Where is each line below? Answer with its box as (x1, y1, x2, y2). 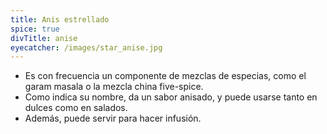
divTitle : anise (10, 33, 78, 43)
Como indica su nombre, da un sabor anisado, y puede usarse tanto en (24, 91, 318, 103)
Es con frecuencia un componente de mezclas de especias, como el (24, 70, 307, 82)
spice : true (10, 24, 60, 34)
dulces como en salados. (24, 102, 128, 114)
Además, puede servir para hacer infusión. (24, 112, 202, 125)
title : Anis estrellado (10, 14, 110, 25)
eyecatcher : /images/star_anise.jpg (10, 42, 163, 53)
